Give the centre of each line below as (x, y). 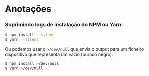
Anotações (28, 9)
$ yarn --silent (22, 40)
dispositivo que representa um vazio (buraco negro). (59, 55)
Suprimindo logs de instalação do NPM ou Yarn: (64, 25)
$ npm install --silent (30, 35)
